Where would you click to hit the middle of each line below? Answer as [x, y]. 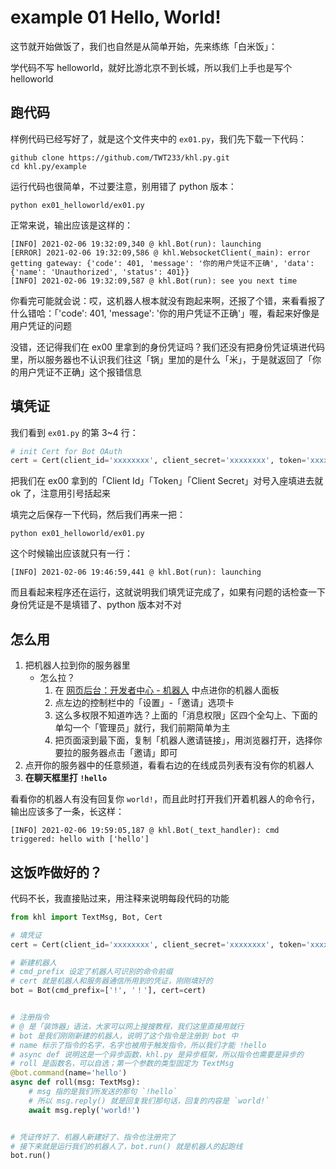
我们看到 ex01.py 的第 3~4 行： [74, 432]
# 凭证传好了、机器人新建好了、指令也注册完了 [93, 1137]
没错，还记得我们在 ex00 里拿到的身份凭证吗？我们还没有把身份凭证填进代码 [168, 347]
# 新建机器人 [33, 962]
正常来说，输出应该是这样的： [71, 225]
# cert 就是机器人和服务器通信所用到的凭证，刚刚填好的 [111, 981]
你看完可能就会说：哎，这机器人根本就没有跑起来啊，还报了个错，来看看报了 [168, 300]
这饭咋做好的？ [56, 872]
